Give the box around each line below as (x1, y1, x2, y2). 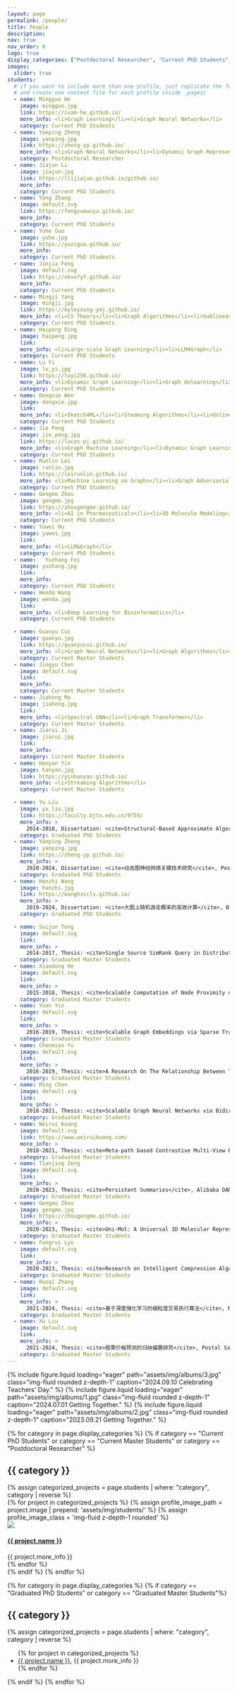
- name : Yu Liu (13, 799, 59, 806)
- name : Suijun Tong (13, 923, 74, 930)
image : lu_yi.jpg (20, 366, 71, 373)
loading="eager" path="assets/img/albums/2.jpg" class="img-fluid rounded (7, 1408, 228, 1416)
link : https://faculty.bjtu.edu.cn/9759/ (20, 811, 143, 819)
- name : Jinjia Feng (13, 260, 74, 267)
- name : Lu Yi (13, 359, 55, 366)
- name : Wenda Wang (13, 589, 71, 596)
